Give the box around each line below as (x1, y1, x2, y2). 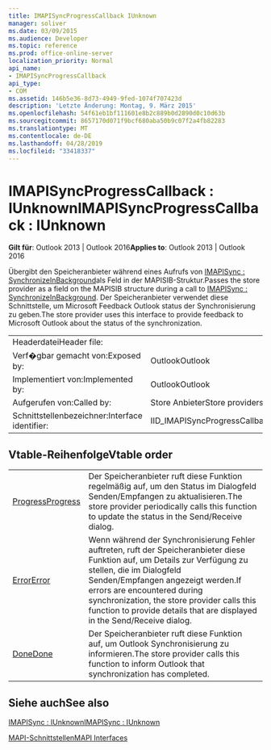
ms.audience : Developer (8, 34, 89, 43)
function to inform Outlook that (88, 659, 206, 670)
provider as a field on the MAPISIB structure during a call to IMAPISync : (8, 284, 248, 294)
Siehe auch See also (8, 696, 110, 710)
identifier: (12, 421, 49, 432)
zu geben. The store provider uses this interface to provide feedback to (8, 310, 244, 320)
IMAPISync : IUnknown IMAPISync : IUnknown (8, 717, 161, 727)
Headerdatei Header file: (12, 337, 103, 348)
